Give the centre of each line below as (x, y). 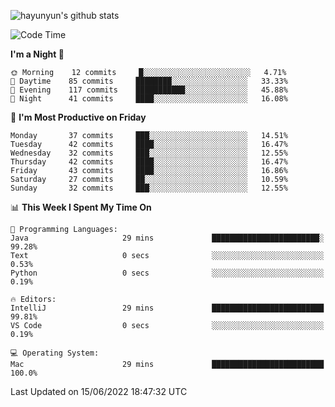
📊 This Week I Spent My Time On (81, 207)
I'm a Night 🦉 (37, 54)
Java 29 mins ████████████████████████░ (167, 238)
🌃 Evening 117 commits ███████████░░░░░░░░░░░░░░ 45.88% (149, 90)
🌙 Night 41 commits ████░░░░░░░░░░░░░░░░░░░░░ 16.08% (149, 99)
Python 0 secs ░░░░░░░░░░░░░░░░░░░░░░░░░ (167, 273)
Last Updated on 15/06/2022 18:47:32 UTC (99, 391)
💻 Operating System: (55, 353)
